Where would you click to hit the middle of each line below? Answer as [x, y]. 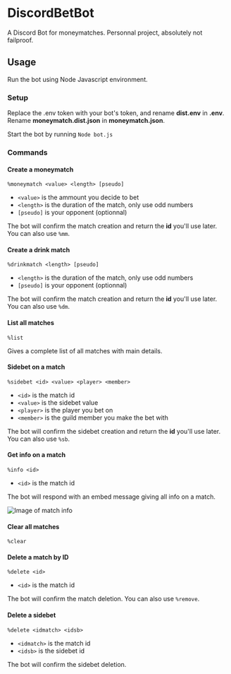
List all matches [31, 322]
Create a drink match [39, 249]
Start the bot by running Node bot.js [60, 134]
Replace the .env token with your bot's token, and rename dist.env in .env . [116, 113]
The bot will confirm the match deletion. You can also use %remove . [104, 599]
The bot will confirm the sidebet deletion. [67, 664]
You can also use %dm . [39, 307]
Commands [27, 152]
